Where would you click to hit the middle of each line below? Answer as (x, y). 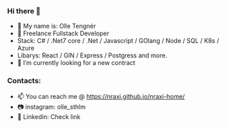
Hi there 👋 (24, 11)
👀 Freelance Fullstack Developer (63, 33)
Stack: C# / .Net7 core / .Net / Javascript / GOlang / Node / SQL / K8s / (118, 41)
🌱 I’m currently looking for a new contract (76, 63)
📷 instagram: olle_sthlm (51, 107)
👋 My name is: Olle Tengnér (56, 26)
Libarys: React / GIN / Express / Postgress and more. (92, 55)
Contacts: (24, 81)
